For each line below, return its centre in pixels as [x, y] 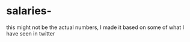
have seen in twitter [31, 33]
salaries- [29, 11]
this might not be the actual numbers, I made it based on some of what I [95, 27]
